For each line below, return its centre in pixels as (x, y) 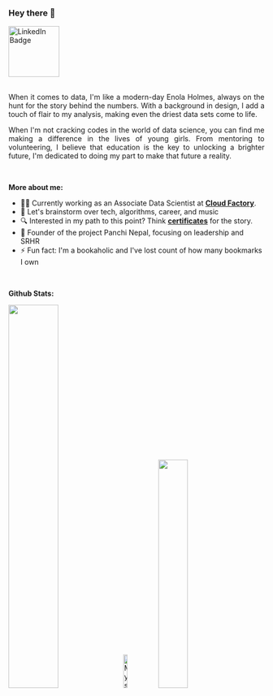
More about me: (36, 188)
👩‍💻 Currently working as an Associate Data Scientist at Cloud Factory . (138, 203)
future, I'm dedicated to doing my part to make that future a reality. (120, 156)
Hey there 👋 (32, 13)
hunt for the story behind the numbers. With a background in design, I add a (136, 106)
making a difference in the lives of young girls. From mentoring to (136, 139)
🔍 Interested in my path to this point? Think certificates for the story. (136, 221)
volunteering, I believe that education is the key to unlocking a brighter (136, 147)
